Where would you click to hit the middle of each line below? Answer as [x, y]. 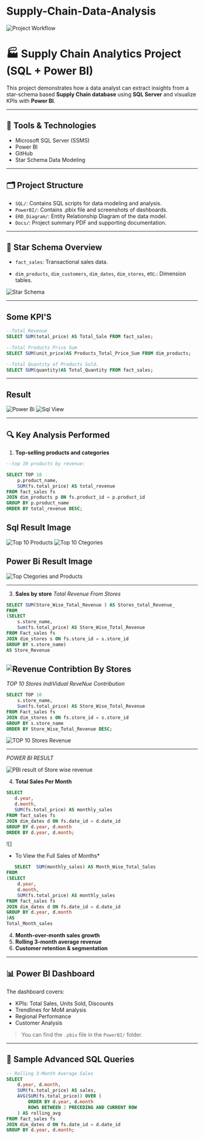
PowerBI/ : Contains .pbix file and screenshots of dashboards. [91, 210]
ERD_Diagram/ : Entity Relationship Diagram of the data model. [91, 216]
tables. [23, 280]
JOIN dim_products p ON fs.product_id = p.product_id [76, 498]
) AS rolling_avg [39, 1113]
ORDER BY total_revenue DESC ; [45, 509]
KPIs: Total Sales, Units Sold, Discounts [64, 1003]
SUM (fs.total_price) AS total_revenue [66, 486]
